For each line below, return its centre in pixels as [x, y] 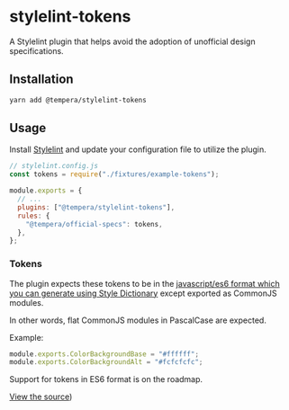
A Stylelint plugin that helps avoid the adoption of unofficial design [132, 41]
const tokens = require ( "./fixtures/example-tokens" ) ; [114, 174]
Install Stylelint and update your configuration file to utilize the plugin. [138, 149]
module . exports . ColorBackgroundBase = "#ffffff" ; [104, 354]
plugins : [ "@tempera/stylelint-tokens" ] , [96, 207]
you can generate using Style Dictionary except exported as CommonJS [143, 293]
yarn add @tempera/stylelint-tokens [78, 100]
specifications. [37, 50]
